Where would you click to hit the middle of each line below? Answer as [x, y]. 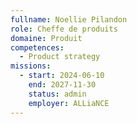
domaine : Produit [46, 38]
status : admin [57, 94]
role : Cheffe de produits [64, 29]
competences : [37, 47]
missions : [31, 66]
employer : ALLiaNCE [69, 103]
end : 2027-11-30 [62, 85]
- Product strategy [60, 57]
